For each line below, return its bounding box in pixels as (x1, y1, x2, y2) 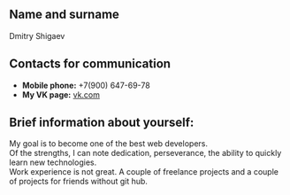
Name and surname (9, 7, 119, 22)
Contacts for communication (9, 57, 171, 72)
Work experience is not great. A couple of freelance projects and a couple (9, 167, 279, 177)
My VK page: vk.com (21, 89, 100, 100)
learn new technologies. (9, 157, 97, 168)
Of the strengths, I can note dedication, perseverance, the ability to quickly (9, 148, 282, 159)
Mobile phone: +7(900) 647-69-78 (21, 80, 150, 90)
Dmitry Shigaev (9, 30, 65, 41)
